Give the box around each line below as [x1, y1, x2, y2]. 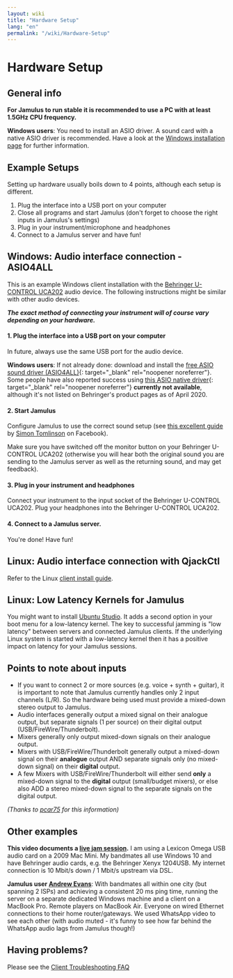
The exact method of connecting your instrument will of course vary [7, 308, 209, 317]
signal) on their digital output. [35, 762, 120, 770]
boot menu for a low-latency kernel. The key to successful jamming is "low [7, 620, 221, 628]
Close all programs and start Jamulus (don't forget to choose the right [17, 208, 218, 217]
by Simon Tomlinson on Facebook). [7, 429, 109, 437]
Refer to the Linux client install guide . [7, 574, 113, 582]
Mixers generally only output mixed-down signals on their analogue [17, 733, 211, 741]
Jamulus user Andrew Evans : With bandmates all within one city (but [7, 879, 207, 888]
